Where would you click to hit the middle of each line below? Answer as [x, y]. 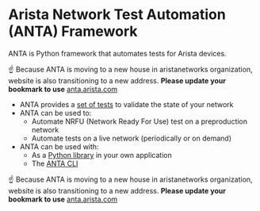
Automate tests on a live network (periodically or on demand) [132, 138]
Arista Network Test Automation [117, 15]
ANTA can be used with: [59, 146]
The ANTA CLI [55, 163]
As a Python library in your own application [101, 155]
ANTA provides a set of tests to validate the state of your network [126, 104]
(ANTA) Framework [73, 31]
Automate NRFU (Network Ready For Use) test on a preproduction [140, 121]
